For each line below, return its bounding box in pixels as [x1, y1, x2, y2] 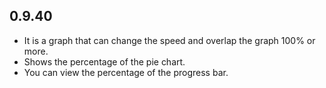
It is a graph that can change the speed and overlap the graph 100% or [23, 34, 316, 46]
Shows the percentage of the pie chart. [23, 55, 186, 68]
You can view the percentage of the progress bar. [23, 66, 229, 78]
